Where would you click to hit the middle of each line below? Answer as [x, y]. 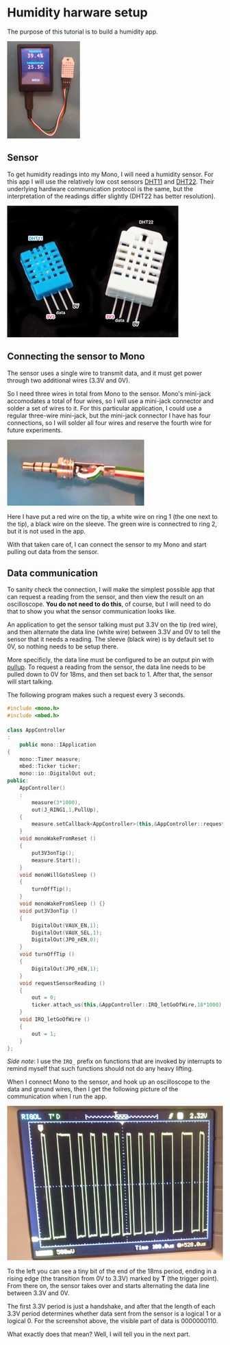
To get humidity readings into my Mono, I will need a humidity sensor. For [111, 174]
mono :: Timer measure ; [50, 759]
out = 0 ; [44, 998]
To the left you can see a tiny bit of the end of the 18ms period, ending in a [112, 1271]
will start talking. [30, 682]
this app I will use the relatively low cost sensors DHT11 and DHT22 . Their [111, 181]
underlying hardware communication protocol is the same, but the [100, 189]
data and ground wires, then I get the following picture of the [93, 1089]
